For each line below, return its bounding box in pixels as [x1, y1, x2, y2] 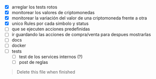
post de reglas [19, 59, 48, 65]
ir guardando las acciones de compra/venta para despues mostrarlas [11, 32, 151, 38]
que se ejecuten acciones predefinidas [11, 26, 90, 32]
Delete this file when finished [16, 69, 75, 75]
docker [11, 42, 26, 48]
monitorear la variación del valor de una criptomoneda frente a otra [11, 15, 147, 21]
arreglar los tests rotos [11, 4, 57, 10]
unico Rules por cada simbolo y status [11, 20, 89, 26]
